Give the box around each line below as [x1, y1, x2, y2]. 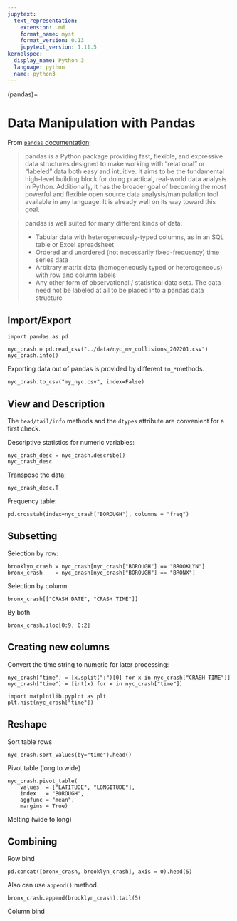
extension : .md [20, 24, 65, 31]
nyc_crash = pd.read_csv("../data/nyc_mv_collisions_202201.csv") [7, 346, 209, 353]
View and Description [7, 398, 105, 410]
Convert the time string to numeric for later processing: [7, 660, 169, 668]
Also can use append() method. [7, 881, 99, 890]
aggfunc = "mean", [20, 796, 75, 803]
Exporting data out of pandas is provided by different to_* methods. [7, 365, 205, 373]
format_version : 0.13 [20, 37, 84, 44]
